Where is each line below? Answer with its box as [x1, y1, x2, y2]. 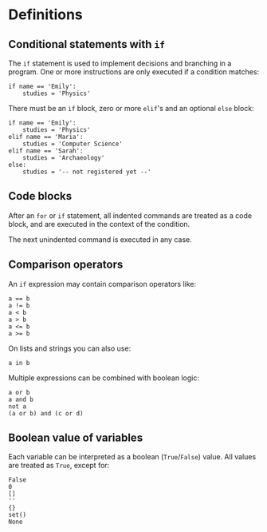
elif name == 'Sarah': [8, 147, 84, 155]
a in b [8, 359, 30, 367]
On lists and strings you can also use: [8, 343, 132, 353]
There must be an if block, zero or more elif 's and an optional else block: [8, 104, 254, 113]
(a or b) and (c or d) [8, 409, 84, 417]
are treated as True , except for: [8, 461, 110, 470]
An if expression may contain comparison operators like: [8, 279, 197, 288]
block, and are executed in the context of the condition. [8, 219, 190, 228]
